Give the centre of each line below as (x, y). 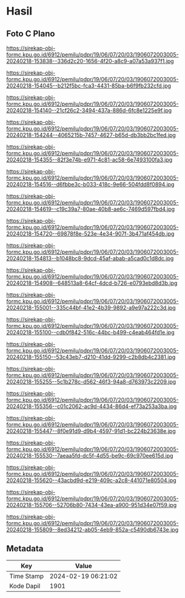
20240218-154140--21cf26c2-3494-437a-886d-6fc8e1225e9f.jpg (89, 110)
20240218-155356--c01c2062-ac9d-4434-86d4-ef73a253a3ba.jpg (92, 406)
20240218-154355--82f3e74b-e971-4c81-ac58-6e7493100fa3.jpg (89, 160)
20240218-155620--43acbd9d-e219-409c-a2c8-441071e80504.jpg (92, 480)
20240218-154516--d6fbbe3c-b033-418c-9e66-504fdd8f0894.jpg (90, 184)
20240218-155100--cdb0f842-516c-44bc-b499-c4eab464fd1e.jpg (90, 332)
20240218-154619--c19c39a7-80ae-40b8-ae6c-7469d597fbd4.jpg (90, 209)
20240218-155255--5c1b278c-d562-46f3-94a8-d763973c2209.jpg (91, 382)
